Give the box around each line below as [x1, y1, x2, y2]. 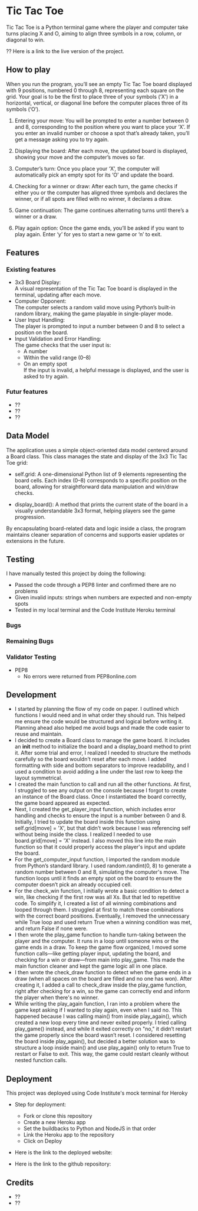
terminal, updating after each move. [14, 291, 102, 299]
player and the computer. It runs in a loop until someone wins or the [14, 938, 179, 945]
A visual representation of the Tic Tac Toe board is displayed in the [14, 285, 177, 292]
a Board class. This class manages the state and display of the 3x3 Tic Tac [6, 453, 187, 460]
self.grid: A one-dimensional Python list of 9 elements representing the [14, 471, 187, 478]
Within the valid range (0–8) [23, 354, 91, 361]
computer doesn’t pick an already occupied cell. [14, 881, 132, 888]
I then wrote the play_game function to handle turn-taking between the [14, 931, 186, 938]
